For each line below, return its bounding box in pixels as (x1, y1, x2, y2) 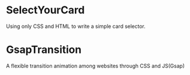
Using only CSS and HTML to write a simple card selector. (6, 23, 146, 30)
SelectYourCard (6, 3, 85, 17)
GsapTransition (6, 43, 82, 56)
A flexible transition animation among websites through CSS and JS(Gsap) (6, 62, 185, 69)
